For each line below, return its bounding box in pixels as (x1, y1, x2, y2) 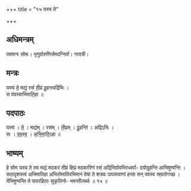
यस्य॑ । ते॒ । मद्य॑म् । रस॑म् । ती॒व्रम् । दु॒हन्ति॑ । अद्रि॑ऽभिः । (6, 124, 114, 131)
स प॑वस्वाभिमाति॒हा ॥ (6, 90, 43, 98)
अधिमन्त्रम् (6, 35, 34, 45)
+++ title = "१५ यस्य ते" (6, 6, 59, 12)
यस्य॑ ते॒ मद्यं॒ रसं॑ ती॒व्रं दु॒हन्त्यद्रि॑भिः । (6, 84, 70, 91)
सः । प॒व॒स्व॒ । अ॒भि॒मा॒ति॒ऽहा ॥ (6, 131, 61, 138)
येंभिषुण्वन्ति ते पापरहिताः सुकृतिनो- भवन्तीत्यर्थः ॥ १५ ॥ (6, 177, 108, 184)
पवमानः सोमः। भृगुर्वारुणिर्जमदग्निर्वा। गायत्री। (6, 51, 89, 58)
